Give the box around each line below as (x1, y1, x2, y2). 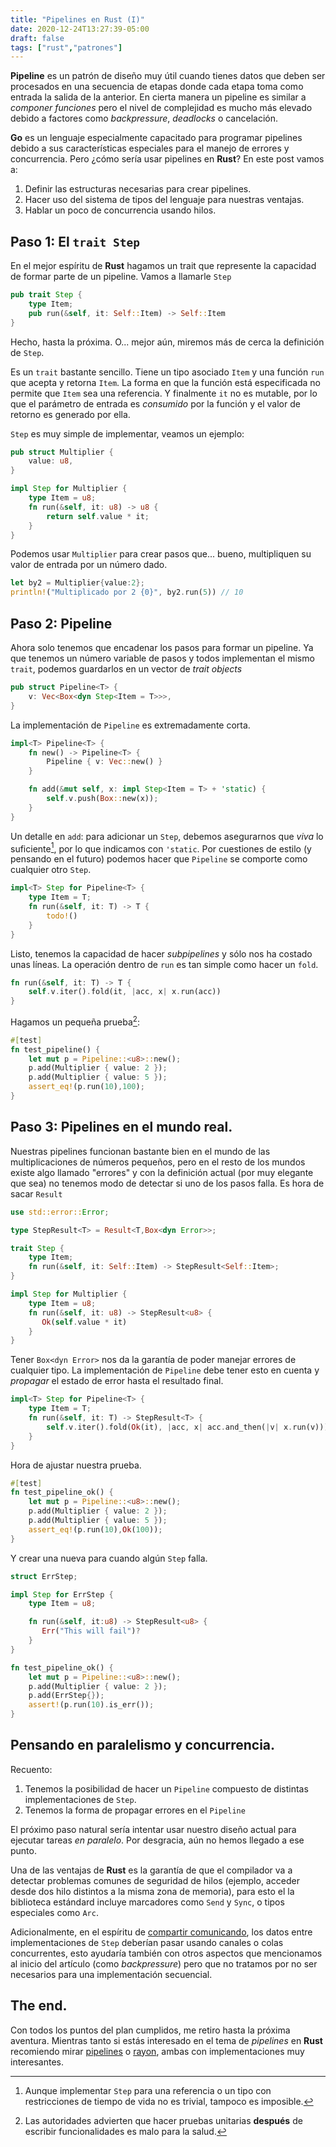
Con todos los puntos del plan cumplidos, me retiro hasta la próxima (10, 2024, 291, 2036)
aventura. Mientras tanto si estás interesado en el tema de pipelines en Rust (10, 2034, 323, 2046)
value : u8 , (28, 456, 74, 466)
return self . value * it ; (46, 511, 150, 521)
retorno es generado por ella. (10, 408, 131, 420)
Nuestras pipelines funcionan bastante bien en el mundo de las (10, 1145, 271, 1157)
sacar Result (10, 1187, 63, 1200)
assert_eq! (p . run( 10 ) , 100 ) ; (28, 1082, 145, 1092)
